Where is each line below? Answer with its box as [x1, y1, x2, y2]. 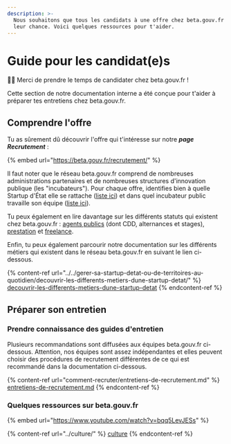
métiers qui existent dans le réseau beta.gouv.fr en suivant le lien [7, 248, 193, 257]
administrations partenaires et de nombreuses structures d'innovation [7, 177, 206, 185]
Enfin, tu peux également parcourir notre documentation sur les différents [7, 241, 217, 249]
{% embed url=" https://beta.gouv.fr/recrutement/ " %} [7, 156, 161, 164]
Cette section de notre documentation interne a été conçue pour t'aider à [7, 89, 216, 98]
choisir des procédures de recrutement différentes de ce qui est [7, 355, 190, 363]
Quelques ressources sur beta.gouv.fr [7, 400, 138, 410]
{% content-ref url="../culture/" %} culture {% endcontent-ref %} [7, 429, 194, 438]
